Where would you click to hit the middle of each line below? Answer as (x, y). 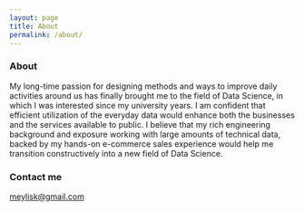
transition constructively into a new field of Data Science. (116, 153)
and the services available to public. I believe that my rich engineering (140, 124)
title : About (34, 26)
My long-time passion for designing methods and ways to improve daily (143, 86)
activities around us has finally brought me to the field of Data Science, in (147, 95)
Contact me (36, 177)
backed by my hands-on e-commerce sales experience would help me (142, 144)
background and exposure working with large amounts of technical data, (145, 134)
